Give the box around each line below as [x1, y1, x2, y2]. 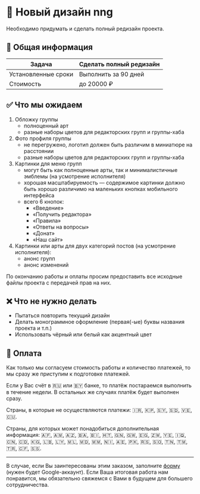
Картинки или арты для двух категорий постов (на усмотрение [14, 242, 176, 249]
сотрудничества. [6, 482, 49, 489]
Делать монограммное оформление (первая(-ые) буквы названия [14, 318, 185, 326]
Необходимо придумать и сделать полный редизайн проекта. [6, 25, 165, 32]
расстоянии [23, 147, 54, 154]
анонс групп [23, 255, 55, 262]
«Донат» [32, 229, 55, 237]
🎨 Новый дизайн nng [6, 5, 113, 19]
